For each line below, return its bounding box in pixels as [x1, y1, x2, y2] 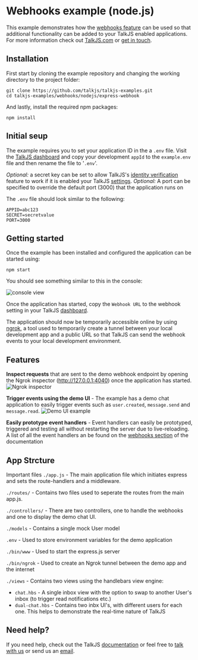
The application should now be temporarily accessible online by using [6, 318, 177, 326]
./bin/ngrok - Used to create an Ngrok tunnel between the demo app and [6, 559, 187, 566]
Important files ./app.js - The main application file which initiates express [6, 471, 187, 478]
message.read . [6, 407, 40, 415]
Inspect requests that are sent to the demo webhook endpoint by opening [6, 371, 188, 378]
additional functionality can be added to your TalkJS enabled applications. [6, 30, 188, 37]
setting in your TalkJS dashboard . [6, 307, 89, 314]
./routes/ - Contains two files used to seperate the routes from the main [6, 489, 184, 496]
